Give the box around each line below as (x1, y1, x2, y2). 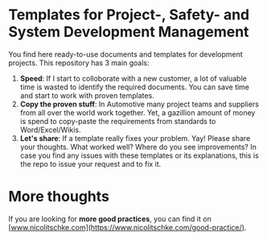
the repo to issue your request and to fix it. (19, 159, 162, 168)
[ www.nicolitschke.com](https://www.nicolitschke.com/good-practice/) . (8, 222, 247, 232)
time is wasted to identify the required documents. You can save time (19, 82, 250, 92)
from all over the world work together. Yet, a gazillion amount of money (19, 107, 256, 118)
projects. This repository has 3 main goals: (8, 58, 150, 68)
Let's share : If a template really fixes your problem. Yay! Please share (19, 133, 251, 143)
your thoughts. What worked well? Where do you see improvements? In (19, 142, 257, 151)
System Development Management (8, 23, 249, 41)
